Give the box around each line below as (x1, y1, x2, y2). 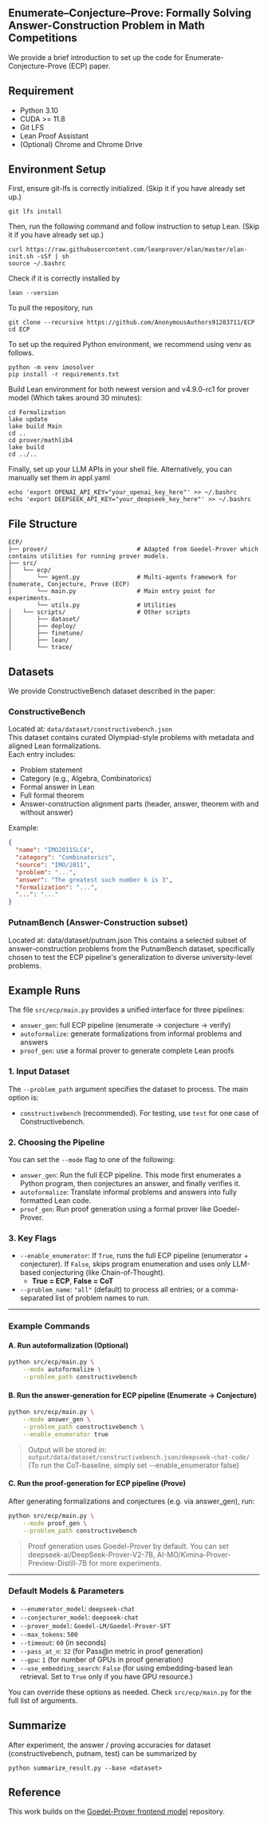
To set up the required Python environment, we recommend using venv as (8, 340, 252, 349)
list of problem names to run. (55, 1293, 150, 1303)
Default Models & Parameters (8, 1586, 124, 1597)
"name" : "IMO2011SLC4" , (15, 846, 94, 854)
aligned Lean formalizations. (8, 741, 101, 751)
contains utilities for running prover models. (8, 552, 170, 560)
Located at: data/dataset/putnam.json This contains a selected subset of (8, 935, 247, 945)
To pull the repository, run (8, 303, 93, 313)
